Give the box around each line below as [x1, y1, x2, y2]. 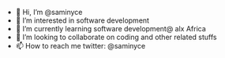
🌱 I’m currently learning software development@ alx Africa [15, 24, 207, 33]
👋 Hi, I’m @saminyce [15, 8, 83, 16]
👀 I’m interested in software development [15, 16, 150, 25]
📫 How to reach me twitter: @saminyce [15, 42, 146, 50]
